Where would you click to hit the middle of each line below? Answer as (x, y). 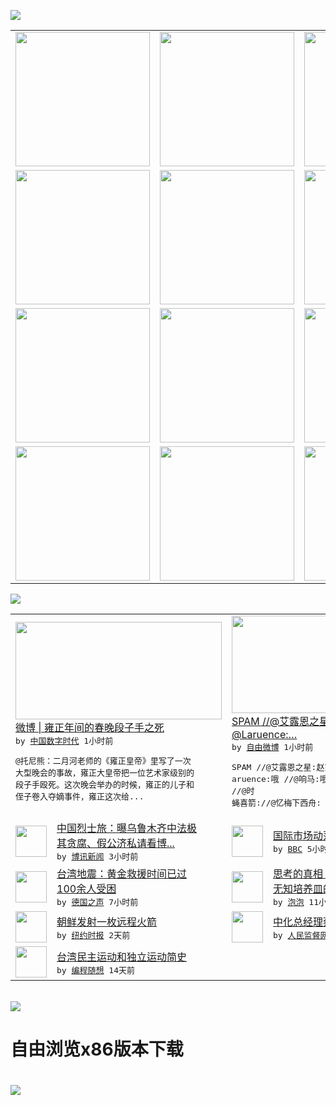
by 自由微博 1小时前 (272, 747)
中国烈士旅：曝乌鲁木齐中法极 (127, 828)
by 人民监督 (297, 935)
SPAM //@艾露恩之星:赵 (278, 767)
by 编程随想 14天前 (95, 970)
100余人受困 (86, 888)
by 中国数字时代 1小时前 (64, 741)
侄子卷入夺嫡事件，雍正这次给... (80, 796)
